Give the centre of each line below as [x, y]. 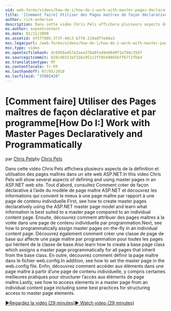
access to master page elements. [40, 293]
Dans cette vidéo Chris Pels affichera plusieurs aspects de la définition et [82, 168]
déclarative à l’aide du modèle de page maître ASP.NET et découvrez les [81, 190]
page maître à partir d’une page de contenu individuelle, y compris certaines [85, 271]
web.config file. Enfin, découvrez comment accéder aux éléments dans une [84, 266]
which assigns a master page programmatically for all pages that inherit [80, 249]
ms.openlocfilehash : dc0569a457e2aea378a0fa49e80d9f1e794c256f [74, 52]
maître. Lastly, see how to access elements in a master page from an [77, 282]
